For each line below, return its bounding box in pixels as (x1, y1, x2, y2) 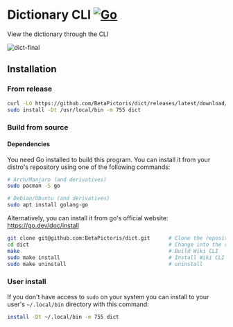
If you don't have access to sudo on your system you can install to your (7, 292, 209, 301)
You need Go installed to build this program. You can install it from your (7, 155, 211, 163)
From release (7, 84, 53, 94)
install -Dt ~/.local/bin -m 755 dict (7, 313, 119, 320)
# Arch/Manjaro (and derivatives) (7, 176, 107, 183)
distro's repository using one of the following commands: (7, 163, 171, 171)
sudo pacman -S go (7, 182, 60, 190)
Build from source (7, 123, 69, 132)
